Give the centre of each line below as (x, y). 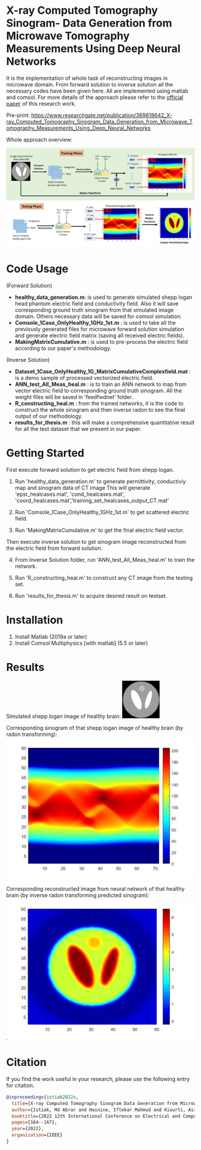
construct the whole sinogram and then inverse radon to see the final (100, 410)
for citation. (20, 1085)
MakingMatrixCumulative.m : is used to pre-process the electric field (101, 342)
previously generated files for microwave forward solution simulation (99, 329)
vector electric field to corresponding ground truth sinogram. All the (98, 391)
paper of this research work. (41, 103)
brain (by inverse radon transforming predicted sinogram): (78, 895)
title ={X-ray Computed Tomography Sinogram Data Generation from (95, 1103)
